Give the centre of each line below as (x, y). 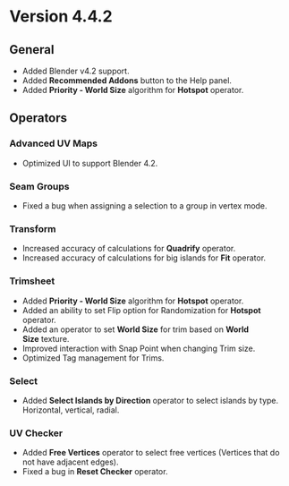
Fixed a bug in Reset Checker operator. (95, 472)
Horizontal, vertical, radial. (71, 410)
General (32, 50)
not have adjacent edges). (70, 462)
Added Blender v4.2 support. (76, 71)
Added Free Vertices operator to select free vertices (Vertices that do (151, 453)
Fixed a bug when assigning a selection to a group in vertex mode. (144, 205)
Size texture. (46, 338)
